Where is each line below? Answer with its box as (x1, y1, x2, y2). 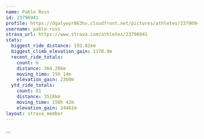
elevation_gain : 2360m (16, 76, 74, 83)
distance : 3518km (16, 93, 61, 100)
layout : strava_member (5, 110, 63, 117)
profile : (5, 20, 28, 26)
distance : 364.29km (16, 65, 66, 72)
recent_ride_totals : (11, 54, 63, 60)
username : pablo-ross (5, 25, 61, 32)
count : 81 (16, 88, 42, 94)
